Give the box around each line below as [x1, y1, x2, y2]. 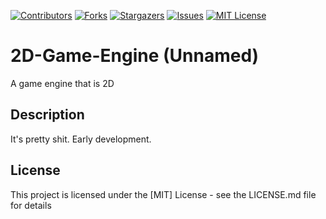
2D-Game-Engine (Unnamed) [10, 45, 260, 67]
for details [10, 199, 52, 211]
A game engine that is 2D [10, 77, 115, 89]
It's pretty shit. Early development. [10, 133, 152, 145]
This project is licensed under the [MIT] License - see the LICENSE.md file [10, 188, 317, 200]
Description [10, 106, 85, 124]
